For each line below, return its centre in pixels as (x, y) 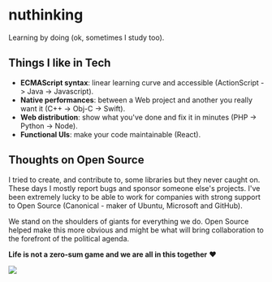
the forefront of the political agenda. (69, 238)
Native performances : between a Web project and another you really (136, 100)
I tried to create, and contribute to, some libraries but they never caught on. (134, 180)
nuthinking (46, 15)
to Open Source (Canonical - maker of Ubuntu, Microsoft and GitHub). (125, 206)
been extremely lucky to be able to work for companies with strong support (135, 197)
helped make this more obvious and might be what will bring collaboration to (136, 230)
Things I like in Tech (60, 63)
